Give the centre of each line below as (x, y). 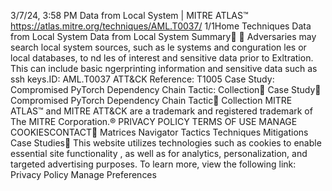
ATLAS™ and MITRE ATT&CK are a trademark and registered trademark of (161, 111)
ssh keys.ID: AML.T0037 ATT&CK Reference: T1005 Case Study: (142, 79)
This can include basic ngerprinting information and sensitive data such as (164, 68)
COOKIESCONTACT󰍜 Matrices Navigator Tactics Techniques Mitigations (159, 132)
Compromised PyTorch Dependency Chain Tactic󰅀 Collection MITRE (151, 100)
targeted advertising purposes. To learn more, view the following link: (153, 164)
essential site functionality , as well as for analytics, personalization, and (159, 153)
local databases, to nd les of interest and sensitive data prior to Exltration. (162, 58)
